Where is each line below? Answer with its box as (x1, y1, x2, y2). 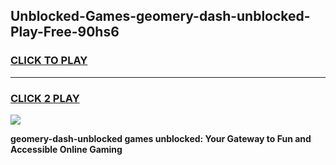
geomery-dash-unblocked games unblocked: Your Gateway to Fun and (10, 132, 312, 144)
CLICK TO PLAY (10, 54, 88, 68)
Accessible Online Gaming (10, 143, 123, 155)
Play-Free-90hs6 (10, 24, 120, 41)
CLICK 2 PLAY (10, 91, 80, 105)
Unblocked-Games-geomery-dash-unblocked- (10, 8, 311, 25)
